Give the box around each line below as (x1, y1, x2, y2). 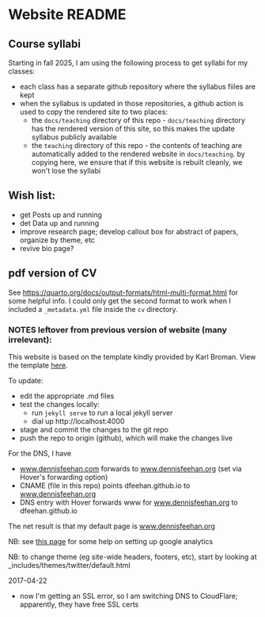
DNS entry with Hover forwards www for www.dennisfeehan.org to (19, 497, 239, 507)
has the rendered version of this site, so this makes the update (31, 124, 235, 133)
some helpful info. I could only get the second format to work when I (8, 295, 231, 306)
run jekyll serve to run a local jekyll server (31, 408, 173, 417)
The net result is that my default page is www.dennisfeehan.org (8, 521, 216, 531)
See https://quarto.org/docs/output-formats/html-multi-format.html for (8, 288, 239, 297)
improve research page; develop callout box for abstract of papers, (19, 227, 239, 236)
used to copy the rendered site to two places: (19, 107, 168, 116)
